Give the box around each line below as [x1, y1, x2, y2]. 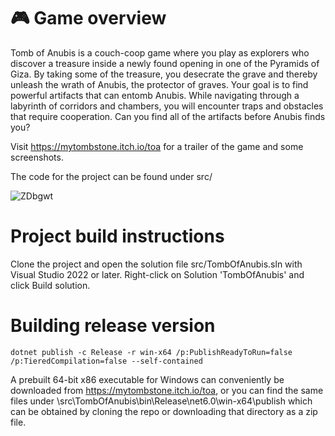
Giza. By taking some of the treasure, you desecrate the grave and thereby [10, 68, 318, 80]
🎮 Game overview [10, 7, 167, 30]
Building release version [10, 315, 216, 337]
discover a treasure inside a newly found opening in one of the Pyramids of [10, 57, 320, 69]
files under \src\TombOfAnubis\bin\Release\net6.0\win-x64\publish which [10, 395, 313, 407]
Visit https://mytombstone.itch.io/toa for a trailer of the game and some [10, 140, 304, 152]
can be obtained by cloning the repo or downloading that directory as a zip [10, 405, 318, 417]
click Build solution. [10, 279, 91, 291]
